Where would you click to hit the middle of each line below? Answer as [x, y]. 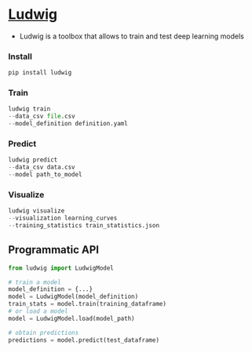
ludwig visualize [37, 211]
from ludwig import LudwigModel [61, 268]
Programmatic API [54, 250]
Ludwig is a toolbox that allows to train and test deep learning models [132, 36]
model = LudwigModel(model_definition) [73, 297]
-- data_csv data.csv [42, 167]
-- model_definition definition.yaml [68, 124]
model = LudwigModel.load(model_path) [71, 318]
